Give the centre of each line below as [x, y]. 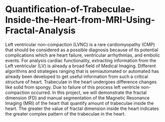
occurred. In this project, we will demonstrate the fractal [89, 92]
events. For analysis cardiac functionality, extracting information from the [81, 60]
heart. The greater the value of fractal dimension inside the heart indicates [82, 108]
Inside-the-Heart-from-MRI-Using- [80, 20]
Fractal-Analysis [41, 31]
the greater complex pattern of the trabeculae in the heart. [65, 113]
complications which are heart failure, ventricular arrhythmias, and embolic [83, 55]
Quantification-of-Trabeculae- [70, 9]
